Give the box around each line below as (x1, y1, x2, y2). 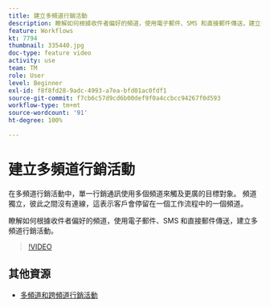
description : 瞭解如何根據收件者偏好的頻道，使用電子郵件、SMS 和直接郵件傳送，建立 (8, 19, 261, 27)
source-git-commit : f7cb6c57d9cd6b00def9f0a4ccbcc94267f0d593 (8, 94, 221, 102)
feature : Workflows (8, 27, 74, 35)
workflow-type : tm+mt (8, 101, 81, 109)
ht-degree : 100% (8, 117, 63, 125)
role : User (8, 72, 45, 80)
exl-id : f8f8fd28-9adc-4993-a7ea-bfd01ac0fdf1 (8, 86, 167, 95)
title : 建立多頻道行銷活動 (8, 11, 88, 20)
